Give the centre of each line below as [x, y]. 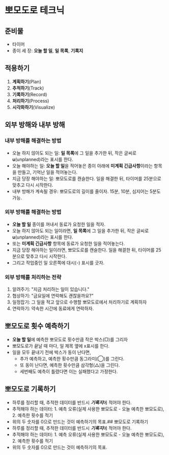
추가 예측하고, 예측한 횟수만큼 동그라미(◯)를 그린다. [72, 358]
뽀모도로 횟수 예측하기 [37, 326]
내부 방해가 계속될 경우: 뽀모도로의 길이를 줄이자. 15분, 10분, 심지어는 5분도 [86, 191]
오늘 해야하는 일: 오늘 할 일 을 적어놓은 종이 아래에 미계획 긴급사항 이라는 [82, 166]
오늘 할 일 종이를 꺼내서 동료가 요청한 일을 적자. [59, 224]
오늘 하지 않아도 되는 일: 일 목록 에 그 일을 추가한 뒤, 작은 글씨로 [74, 153]
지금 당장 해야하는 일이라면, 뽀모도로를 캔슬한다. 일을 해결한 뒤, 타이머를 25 [87, 250]
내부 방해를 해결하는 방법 [33, 141]
